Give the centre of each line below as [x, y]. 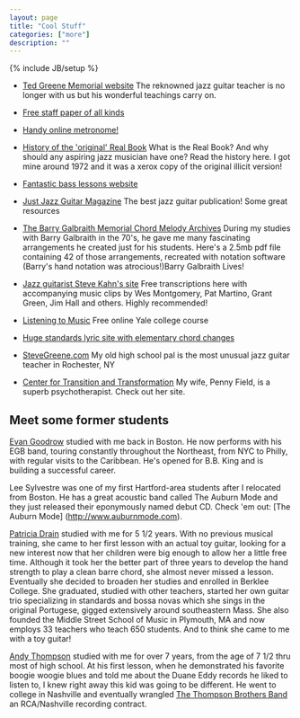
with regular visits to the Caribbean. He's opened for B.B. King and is [137, 461]
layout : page [34, 18]
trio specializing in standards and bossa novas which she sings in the [137, 601]
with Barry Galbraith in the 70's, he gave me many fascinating [136, 238]
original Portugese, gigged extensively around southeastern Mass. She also [149, 610]
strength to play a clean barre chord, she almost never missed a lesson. [141, 572]
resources [41, 211]
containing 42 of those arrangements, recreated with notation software [154, 257]
